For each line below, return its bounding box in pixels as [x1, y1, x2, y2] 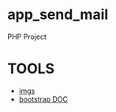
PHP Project [7, 32, 47, 41]
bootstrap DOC [18, 94, 69, 104]
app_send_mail [7, 6, 109, 24]
